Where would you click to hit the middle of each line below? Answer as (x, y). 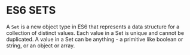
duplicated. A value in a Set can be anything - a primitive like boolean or (95, 39)
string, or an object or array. (41, 46)
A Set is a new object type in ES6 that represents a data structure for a (93, 27)
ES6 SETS (31, 10)
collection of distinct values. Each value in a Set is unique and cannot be (95, 33)
